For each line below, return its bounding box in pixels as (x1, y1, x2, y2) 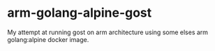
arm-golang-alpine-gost (7, 5, 152, 21)
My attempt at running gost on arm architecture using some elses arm (7, 28, 208, 36)
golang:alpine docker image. (7, 35, 89, 43)
